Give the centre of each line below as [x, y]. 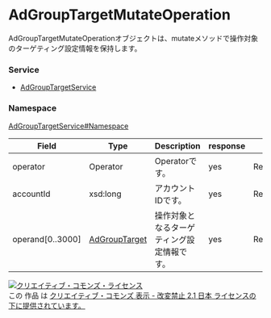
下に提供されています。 [47, 305]
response [227, 145]
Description [177, 145]
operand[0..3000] [47, 239]
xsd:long [105, 194]
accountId [31, 194]
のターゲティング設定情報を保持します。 [75, 48]
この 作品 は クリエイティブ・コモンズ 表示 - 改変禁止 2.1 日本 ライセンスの [132, 295]
